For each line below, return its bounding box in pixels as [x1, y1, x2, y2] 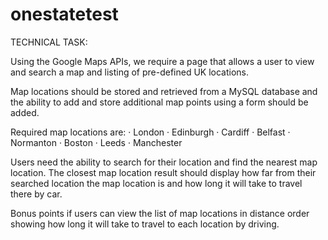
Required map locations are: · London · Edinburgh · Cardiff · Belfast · [10, 126, 291, 138]
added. [10, 106, 40, 118]
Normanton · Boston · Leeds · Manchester [10, 136, 183, 148]
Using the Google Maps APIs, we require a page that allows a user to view [10, 55, 315, 67]
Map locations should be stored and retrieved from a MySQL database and [10, 85, 318, 97]
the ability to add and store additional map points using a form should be [10, 96, 309, 108]
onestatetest [10, 3, 119, 26]
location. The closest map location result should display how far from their [10, 166, 317, 178]
